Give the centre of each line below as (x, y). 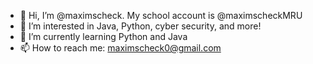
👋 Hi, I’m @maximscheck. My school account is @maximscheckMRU (161, 15)
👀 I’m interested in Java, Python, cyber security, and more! (140, 26)
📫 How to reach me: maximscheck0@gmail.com (120, 48)
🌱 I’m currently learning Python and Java (103, 36)
